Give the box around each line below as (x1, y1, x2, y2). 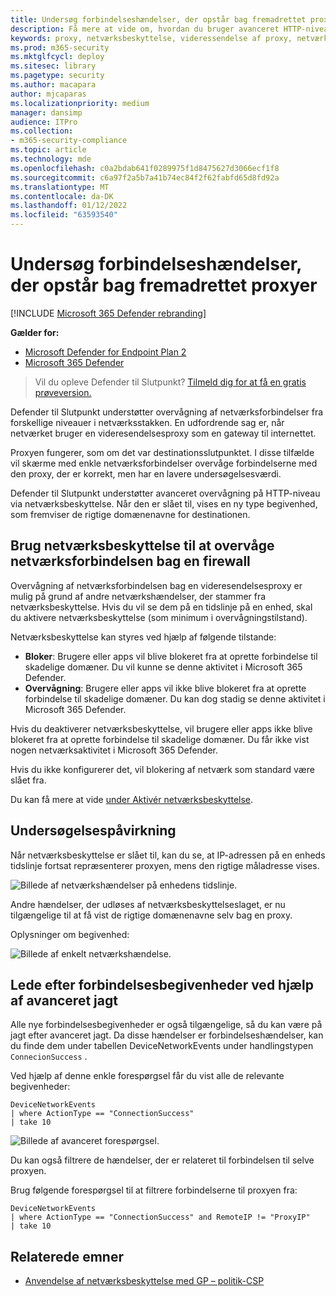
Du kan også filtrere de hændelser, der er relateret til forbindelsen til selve (10, 1154, 315, 1166)
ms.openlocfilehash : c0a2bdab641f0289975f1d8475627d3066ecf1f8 (10, 163, 280, 173)
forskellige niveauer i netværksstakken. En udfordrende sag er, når (10, 416, 285, 428)
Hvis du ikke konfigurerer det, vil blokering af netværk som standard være (10, 763, 315, 775)
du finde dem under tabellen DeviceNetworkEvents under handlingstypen (10, 1040, 314, 1052)
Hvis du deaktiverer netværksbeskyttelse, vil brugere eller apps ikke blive (10, 722, 313, 735)
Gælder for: (10, 326, 60, 338)
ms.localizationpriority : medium (10, 98, 150, 108)
